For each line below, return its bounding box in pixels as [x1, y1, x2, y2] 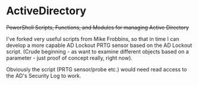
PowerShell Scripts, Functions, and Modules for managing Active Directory [6, 24, 189, 31]
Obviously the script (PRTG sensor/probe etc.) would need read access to [6, 65, 187, 73]
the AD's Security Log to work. [6, 72, 81, 79]
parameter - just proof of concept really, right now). [6, 54, 133, 61]
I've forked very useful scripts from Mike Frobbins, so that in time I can [6, 35, 180, 42]
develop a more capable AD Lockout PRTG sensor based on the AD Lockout [6, 42, 192, 49]
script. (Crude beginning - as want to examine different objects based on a [6, 48, 189, 55]
